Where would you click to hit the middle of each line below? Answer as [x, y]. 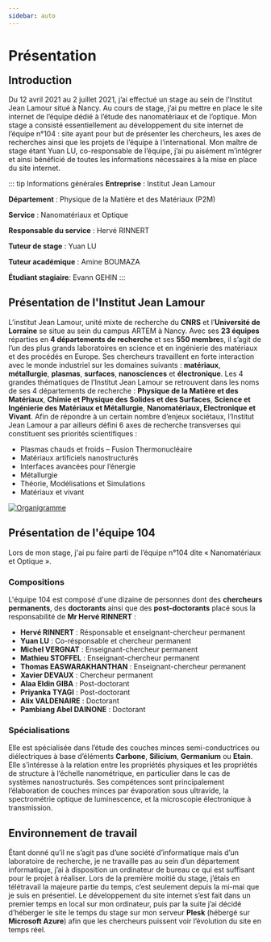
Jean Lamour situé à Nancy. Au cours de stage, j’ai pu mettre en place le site [135, 108]
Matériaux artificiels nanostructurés [79, 457]
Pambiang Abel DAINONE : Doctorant [83, 709]
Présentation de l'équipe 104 [82, 533]
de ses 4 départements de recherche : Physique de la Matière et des [123, 390]
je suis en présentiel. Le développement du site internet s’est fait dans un [130, 895]
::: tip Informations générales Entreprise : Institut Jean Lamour [112, 183]
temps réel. [27, 930]
